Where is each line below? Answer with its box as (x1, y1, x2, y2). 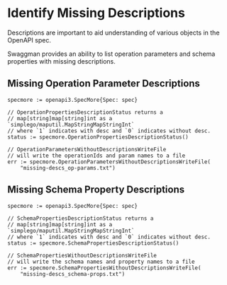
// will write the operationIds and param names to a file (7, 152, 186, 159)
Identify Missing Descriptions (7, 5, 186, 21)
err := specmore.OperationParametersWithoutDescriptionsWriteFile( (7, 158, 211, 165)
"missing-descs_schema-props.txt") (20, 270, 126, 277)
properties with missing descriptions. (7, 57, 116, 65)
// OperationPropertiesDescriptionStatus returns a (7, 108, 163, 116)
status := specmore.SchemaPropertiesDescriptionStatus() (7, 239, 179, 247)
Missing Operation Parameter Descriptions (7, 78, 201, 90)
